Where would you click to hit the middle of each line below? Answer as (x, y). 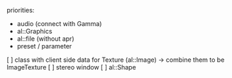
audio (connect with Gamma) (59, 24)
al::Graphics (34, 31)
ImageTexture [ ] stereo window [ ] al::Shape (71, 67)
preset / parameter (44, 46)
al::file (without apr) (45, 39)
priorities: (21, 10)
